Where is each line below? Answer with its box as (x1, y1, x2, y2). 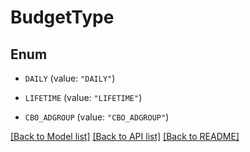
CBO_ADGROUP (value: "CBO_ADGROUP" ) (24, 111, 170, 123)
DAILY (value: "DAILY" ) (24, 72, 116, 84)
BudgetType (10, 6, 115, 29)
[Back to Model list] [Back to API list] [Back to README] (10, 131, 240, 142)
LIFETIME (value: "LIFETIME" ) (24, 92, 143, 103)
